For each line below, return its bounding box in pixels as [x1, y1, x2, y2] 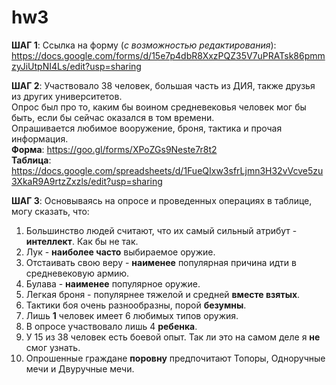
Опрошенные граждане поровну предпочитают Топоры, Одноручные [25, 352, 326, 364]
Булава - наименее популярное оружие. [25, 277, 201, 290]
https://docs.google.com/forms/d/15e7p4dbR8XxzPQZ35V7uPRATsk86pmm [11, 49, 326, 61]
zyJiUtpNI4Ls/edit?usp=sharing [11, 60, 142, 72]
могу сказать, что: [11, 205, 90, 217]
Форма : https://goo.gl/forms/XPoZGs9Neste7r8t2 [11, 143, 218, 155]
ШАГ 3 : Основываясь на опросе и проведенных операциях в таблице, [11, 194, 313, 206]
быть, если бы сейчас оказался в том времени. [11, 111, 215, 123]
